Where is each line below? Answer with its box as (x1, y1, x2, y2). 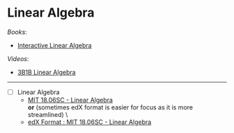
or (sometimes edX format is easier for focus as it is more (27, 103, 194, 112)
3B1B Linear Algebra (17, 68, 76, 76)
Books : (7, 28, 28, 36)
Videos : (7, 54, 29, 63)
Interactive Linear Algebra (17, 41, 92, 49)
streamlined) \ (27, 111, 68, 118)
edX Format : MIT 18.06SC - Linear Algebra (27, 118, 152, 126)
